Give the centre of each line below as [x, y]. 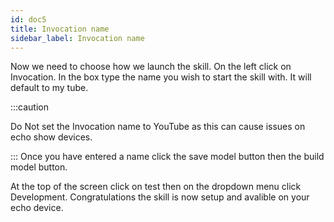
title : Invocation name [60, 29]
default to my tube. [49, 88]
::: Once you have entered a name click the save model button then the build [167, 157]
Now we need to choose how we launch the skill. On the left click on [151, 67]
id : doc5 [28, 19]
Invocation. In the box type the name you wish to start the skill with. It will [161, 77]
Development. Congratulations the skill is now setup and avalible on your [160, 197]
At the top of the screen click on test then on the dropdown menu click [156, 187]
